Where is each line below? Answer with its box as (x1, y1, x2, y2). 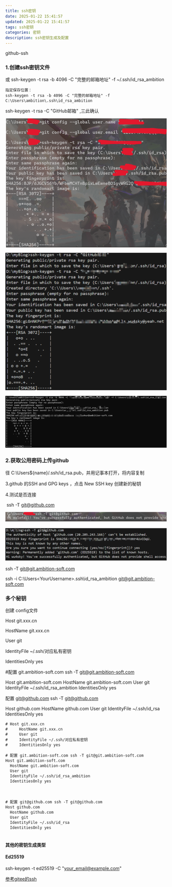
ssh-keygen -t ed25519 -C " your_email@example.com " (5, 865, 122, 872)
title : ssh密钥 (5, 8, 36, 13)
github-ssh (5, 50, 29, 56)
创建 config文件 (5, 607, 38, 613)
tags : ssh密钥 (5, 25, 34, 30)
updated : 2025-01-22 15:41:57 (5, 19, 70, 24)
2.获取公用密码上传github (5, 457, 69, 464)
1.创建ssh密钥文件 (5, 64, 50, 71)
